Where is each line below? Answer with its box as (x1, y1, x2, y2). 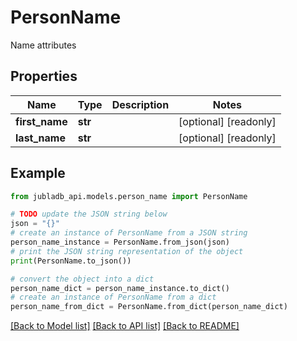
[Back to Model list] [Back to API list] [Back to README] (10, 320, 240, 332)
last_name (15, 131, 66, 145)
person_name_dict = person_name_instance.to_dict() (10, 283, 230, 293)
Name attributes (10, 39, 77, 51)
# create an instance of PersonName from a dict (10, 292, 217, 303)
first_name (15, 114, 68, 128)
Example (10, 165, 66, 182)
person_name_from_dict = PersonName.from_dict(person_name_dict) (10, 302, 288, 312)
